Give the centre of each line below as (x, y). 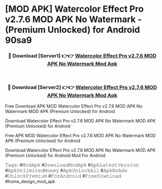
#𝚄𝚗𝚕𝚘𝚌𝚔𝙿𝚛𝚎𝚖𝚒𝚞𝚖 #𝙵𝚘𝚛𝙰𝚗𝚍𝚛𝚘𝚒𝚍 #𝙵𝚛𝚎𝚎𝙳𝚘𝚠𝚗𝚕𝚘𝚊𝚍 (63, 176)
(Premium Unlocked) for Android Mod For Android (55, 155)
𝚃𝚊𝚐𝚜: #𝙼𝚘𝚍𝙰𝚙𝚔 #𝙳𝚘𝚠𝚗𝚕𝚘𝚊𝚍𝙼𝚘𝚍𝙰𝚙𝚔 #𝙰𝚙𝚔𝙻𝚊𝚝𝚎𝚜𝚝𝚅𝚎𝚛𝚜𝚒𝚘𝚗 (72, 165)
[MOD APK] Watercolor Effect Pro (74, 9)
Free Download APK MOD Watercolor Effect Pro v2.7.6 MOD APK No (74, 106)
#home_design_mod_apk (30, 181)
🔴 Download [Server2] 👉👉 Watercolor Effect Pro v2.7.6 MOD (82, 88)
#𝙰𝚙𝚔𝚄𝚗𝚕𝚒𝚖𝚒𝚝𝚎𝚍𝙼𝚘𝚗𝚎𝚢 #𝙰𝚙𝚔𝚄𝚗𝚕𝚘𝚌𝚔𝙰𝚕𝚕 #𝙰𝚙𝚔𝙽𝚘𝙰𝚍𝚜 (66, 170)
